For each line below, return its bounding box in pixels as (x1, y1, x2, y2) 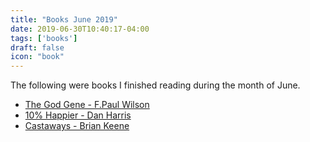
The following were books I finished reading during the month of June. (10, 79, 301, 91)
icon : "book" (10, 52, 65, 62)
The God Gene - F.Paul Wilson (24, 99, 150, 111)
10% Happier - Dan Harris (24, 109, 132, 121)
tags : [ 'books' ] (10, 33, 78, 43)
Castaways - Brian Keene (24, 120, 130, 132)
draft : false (10, 42, 65, 53)
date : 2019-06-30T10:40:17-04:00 (10, 24, 150, 34)
